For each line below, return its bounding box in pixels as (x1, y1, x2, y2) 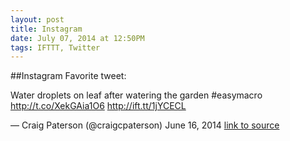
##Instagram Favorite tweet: (10, 70, 127, 82)
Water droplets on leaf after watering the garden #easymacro (10, 89, 263, 101)
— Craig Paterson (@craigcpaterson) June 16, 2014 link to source (10, 119, 280, 131)
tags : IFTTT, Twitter (10, 42, 101, 53)
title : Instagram (10, 24, 83, 34)
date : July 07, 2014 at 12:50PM (10, 33, 145, 43)
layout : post (10, 14, 65, 25)
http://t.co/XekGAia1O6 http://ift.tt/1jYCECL (10, 100, 187, 112)
